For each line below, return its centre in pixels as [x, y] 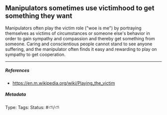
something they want [39, 16]
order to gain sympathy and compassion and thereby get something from [80, 38]
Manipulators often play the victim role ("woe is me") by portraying [73, 28]
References [17, 70]
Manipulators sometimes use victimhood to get [80, 8]
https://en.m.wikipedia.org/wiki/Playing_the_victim [64, 83]
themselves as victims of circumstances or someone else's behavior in [78, 33]
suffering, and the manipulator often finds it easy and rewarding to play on [81, 49]
